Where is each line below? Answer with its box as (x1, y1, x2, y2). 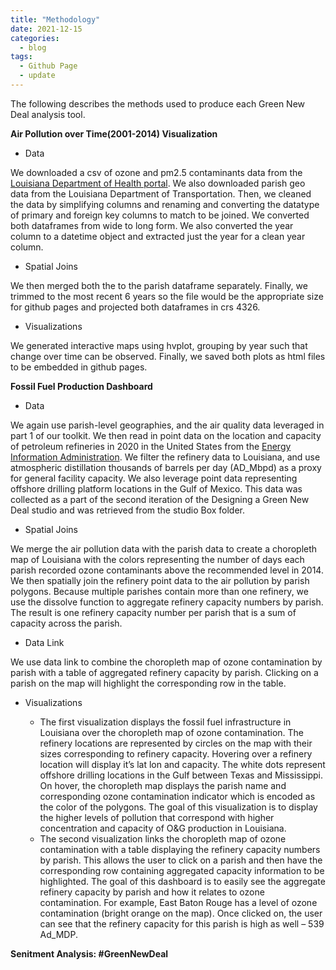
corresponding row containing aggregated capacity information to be (39, 864, 325, 876)
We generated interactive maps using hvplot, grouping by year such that (10, 339, 308, 351)
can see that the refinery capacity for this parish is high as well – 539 (39, 917, 325, 930)
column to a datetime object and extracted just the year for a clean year (10, 230, 306, 242)
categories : (10, 33, 60, 43)
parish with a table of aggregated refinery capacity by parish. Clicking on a (10, 666, 319, 678)
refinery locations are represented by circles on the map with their (39, 737, 313, 749)
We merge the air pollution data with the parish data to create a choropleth (10, 542, 318, 555)
